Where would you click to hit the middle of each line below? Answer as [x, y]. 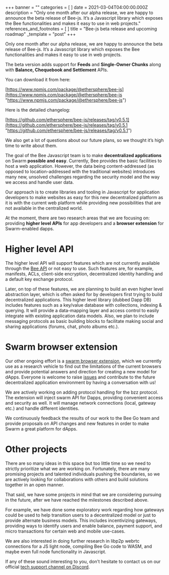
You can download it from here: [38, 80]
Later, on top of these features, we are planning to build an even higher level [84, 289]
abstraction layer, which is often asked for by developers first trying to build [84, 294]
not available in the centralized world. [44, 208]
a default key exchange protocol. [39, 279]
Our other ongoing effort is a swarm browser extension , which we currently [83, 361]
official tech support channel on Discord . [47, 567]
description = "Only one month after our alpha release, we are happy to [79, 13]
